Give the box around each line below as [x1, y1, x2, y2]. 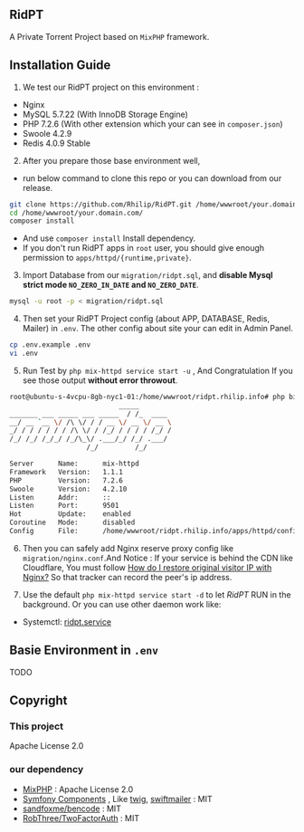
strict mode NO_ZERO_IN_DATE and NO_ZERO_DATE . [22, 280, 199, 291]
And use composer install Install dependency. [22, 233, 196, 244]
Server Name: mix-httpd [9, 459, 140, 468]
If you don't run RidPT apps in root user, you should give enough [22, 243, 265, 253]
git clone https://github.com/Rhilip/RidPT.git [9, 199, 193, 209]
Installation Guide [9, 58, 111, 73]
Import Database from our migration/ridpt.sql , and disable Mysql [22, 270, 273, 281]
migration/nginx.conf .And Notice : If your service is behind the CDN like [22, 552, 294, 563]
